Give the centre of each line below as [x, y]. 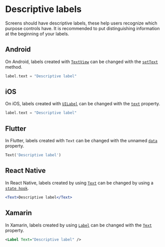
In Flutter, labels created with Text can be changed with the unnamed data [82, 141]
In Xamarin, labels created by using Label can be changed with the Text [79, 225]
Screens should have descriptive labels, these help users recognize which [81, 23]
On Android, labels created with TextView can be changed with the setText [82, 62]
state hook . [17, 188]
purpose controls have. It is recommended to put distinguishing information [82, 28]
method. [14, 67]
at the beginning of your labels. [37, 34]
